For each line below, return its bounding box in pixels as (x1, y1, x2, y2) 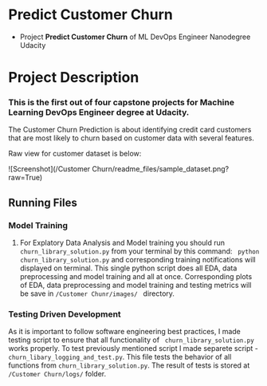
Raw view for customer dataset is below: (8, 149, 142, 159)
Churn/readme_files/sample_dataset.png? (92, 164, 230, 174)
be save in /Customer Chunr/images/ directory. (19, 289, 175, 298)
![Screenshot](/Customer (8, 164, 91, 174)
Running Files (8, 195, 77, 209)
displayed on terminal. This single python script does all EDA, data (19, 263, 238, 273)
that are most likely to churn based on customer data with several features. (8, 133, 255, 143)
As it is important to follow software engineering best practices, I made (8, 327, 241, 337)
